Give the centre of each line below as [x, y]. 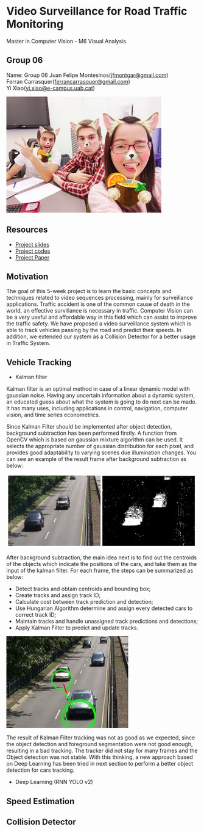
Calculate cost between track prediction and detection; [84, 602]
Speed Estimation [40, 801]
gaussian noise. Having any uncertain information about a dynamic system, [100, 396]
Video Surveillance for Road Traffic [97, 11]
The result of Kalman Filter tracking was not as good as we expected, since [101, 738]
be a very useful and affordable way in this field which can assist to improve [102, 317]
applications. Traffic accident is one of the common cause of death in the [98, 304]
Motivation [27, 276]
